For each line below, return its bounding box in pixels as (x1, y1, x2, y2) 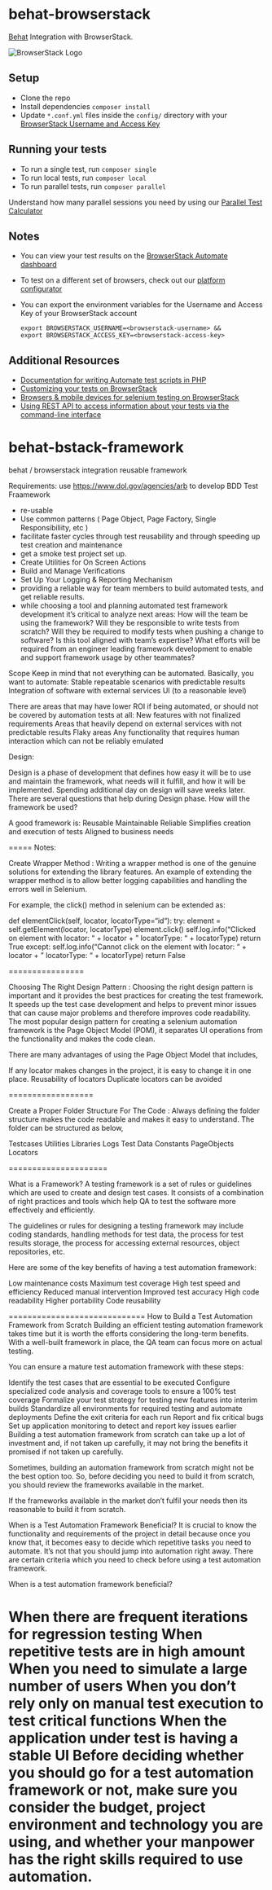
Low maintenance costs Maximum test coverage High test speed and (8, 1278, 240, 1288)
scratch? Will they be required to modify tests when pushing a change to (20, 626, 265, 636)
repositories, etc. (8, 1247, 65, 1257)
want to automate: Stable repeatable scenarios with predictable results (8, 677, 246, 687)
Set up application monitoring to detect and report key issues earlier (8, 1421, 237, 1431)
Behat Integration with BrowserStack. (8, 32, 134, 42)
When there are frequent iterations (8, 1608, 248, 1626)
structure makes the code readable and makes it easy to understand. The (8, 1114, 255, 1124)
